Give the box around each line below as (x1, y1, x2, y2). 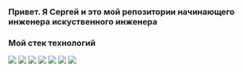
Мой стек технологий (8, 37, 96, 48)
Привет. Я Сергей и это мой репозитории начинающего (8, 6, 235, 17)
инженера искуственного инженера (8, 16, 158, 27)
